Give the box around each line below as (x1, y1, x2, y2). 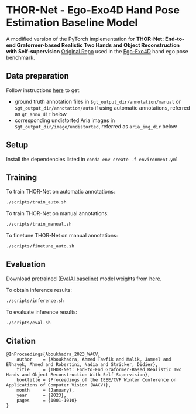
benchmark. (6, 54, 35, 61)
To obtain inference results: (6, 286, 72, 293)
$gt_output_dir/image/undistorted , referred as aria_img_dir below (14, 123, 177, 130)
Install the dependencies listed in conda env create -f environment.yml (6, 155, 178, 162)
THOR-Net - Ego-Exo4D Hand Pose (6, 4, 180, 17)
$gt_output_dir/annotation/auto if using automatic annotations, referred (14, 104, 190, 111)
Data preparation (6, 71, 69, 81)
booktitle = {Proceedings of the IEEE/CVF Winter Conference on (16, 377, 177, 383)
